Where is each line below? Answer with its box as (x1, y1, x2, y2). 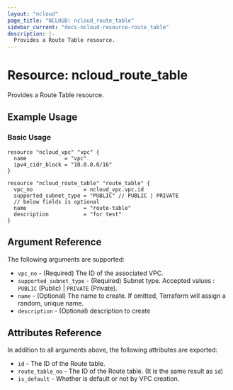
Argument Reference (7, 236, 102, 248)
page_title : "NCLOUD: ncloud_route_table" (7, 17, 135, 24)
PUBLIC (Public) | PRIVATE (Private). (17, 284, 118, 292)
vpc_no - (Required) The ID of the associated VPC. (17, 269, 164, 277)
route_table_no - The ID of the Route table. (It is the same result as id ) (17, 367, 224, 376)
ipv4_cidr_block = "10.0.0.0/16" (13, 161, 113, 168)
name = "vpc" (13, 155, 87, 162)
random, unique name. (17, 299, 84, 307)
